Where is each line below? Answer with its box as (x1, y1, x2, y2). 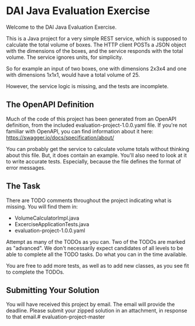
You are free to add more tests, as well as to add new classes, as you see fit (6, 262, 189, 269)
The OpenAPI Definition (6, 100, 94, 110)
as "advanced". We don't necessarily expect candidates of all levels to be (6, 244, 183, 251)
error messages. (6, 164, 46, 171)
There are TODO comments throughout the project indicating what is (6, 197, 172, 204)
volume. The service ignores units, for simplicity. (6, 53, 124, 61)
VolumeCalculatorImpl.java (14, 214, 80, 221)
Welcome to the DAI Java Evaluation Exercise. (6, 23, 117, 31)
